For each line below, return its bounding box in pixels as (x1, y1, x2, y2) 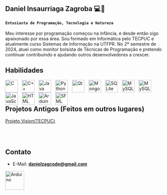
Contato (5, 148, 31, 156)
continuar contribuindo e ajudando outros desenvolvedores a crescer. (5, 51, 150, 57)
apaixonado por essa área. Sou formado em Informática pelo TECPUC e (5, 35, 154, 42)
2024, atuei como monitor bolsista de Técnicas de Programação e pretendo (5, 46, 162, 52)
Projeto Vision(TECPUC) (5, 118, 55, 124)
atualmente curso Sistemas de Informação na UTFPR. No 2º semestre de (5, 41, 156, 47)
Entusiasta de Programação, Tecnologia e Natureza (5, 20, 114, 26)
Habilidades (5, 66, 44, 75)
